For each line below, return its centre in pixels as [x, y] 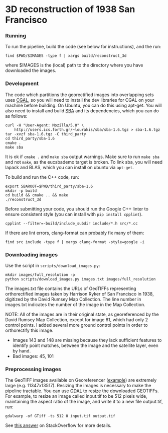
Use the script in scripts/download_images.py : [53, 266]
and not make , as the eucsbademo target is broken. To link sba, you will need [84, 162]
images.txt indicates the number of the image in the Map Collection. [75, 305]
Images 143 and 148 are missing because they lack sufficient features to [87, 340]
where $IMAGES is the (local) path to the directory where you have [74, 65]
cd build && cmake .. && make [37, 195]
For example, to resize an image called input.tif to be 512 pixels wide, [76, 396]
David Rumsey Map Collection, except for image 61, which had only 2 [77, 320]
